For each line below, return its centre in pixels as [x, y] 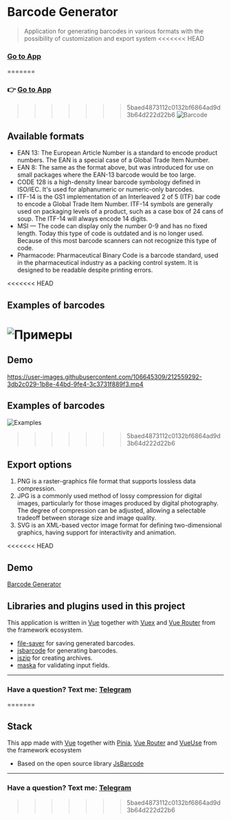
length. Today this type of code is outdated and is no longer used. [110, 233]
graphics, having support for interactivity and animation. [97, 532]
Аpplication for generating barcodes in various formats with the [114, 31]
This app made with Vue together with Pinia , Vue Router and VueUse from [112, 743]
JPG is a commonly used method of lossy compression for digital [109, 496]
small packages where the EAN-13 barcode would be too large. [106, 175]
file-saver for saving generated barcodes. [76, 643]
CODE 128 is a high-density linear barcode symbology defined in [109, 182]
